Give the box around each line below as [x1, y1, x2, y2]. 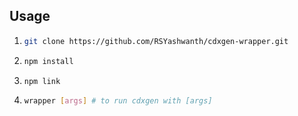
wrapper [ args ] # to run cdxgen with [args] [23, 96, 213, 106]
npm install [23, 56, 74, 66]
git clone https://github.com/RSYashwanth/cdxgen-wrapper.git [23, 36, 289, 46]
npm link [23, 76, 61, 86]
